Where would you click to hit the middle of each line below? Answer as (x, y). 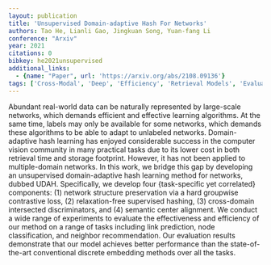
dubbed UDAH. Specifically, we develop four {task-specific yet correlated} (132, 183)
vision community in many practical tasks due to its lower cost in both (124, 149)
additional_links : (39, 69)
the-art (20, 252)
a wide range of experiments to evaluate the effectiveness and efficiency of (134, 218)
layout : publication (43, 16)
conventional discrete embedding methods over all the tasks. (135, 252)
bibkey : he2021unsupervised (56, 61)
